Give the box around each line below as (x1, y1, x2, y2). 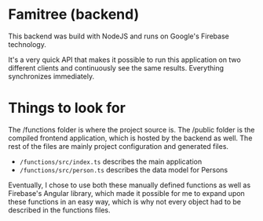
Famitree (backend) (8, 5, 140, 24)
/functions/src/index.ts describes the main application (19, 157, 203, 166)
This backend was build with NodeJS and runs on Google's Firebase (8, 31, 229, 41)
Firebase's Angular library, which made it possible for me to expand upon (8, 188, 245, 197)
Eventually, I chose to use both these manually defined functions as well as (8, 180, 251, 190)
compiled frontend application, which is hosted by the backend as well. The (8, 133, 253, 143)
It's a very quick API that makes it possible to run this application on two (8, 55, 241, 64)
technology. (8, 39, 47, 49)
